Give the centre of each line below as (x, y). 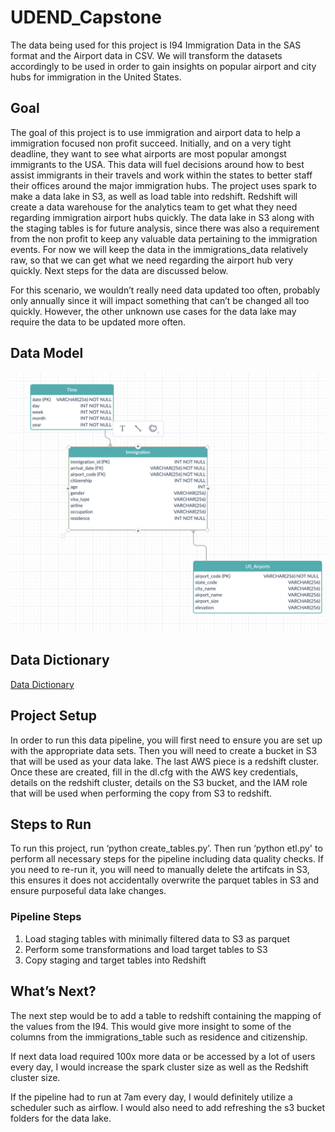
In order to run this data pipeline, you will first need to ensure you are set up (166, 740)
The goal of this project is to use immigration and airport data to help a (155, 132)
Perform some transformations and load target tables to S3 (146, 949)
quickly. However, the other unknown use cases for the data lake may (153, 311)
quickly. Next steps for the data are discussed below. (119, 270)
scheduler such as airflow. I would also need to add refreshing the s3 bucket (167, 1107)
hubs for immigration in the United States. (96, 77)
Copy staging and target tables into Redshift (115, 960)
